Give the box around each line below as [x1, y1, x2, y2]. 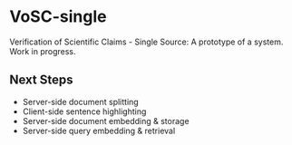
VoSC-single [9, 6, 107, 27]
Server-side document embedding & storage [22, 115, 190, 126]
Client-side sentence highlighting [22, 106, 147, 117]
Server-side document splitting [22, 96, 139, 107]
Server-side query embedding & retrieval [22, 125, 176, 136]
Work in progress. [9, 45, 76, 56]
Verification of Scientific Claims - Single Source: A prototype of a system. [9, 36, 284, 47]
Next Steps [9, 72, 73, 88]
